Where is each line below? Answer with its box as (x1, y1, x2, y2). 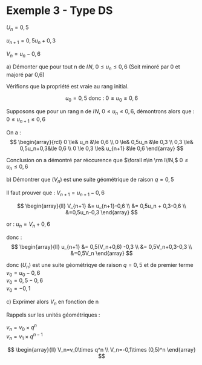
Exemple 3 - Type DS (6, 4, 113, 18)
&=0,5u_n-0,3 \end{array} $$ (65, 208, 138, 215)
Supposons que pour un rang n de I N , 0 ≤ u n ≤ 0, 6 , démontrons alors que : (6, 107, 195, 116)
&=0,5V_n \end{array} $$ (70, 249, 133, 257)
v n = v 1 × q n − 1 (6, 332, 44, 341)
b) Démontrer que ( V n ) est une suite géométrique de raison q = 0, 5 (6, 176, 174, 185)
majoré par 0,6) (6, 71, 45, 79)
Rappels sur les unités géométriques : (6, 311, 100, 318)
